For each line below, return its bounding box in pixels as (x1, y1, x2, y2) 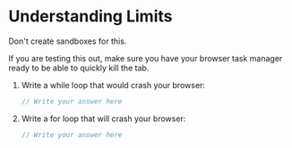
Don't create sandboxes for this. (8, 36, 127, 46)
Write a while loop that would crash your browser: (21, 79, 205, 90)
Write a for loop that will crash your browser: (21, 113, 186, 124)
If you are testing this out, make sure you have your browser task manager (8, 53, 283, 63)
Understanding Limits (8, 6, 173, 27)
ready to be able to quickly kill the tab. (8, 62, 150, 73)
